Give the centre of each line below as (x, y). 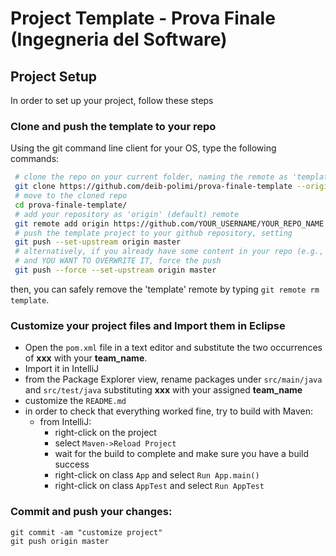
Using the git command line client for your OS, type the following (143, 148)
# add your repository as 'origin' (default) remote (127, 214)
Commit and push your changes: (91, 512)
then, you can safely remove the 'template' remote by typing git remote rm (165, 289)
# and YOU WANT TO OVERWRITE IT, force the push (118, 261)
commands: (35, 159)
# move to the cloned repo (71, 196)
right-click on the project (105, 433)
